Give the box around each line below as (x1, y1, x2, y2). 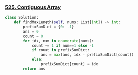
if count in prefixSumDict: (31, 48, 90, 53)
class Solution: (5, 15, 39, 20)
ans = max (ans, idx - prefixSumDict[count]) (40, 52, 134, 57)
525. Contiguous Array (5, 4, 61, 11)
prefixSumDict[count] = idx (40, 62, 98, 67)
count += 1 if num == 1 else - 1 (31, 43, 94, 48)
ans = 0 (23, 29, 39, 34)
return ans (23, 66, 46, 71)
